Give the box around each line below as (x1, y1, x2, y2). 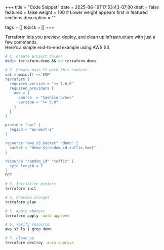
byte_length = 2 (9, 163, 43, 168)
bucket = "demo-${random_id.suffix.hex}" (9, 145, 96, 150)
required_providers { (9, 86, 54, 91)
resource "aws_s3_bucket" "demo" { (5, 141, 79, 146)
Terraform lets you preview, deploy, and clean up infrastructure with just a (5, 34, 156, 40)
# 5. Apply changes (5, 208, 45, 213)
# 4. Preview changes (5, 195, 50, 200)
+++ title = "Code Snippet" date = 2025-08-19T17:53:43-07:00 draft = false (5, 4, 159, 10)
